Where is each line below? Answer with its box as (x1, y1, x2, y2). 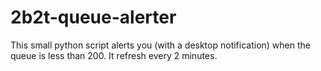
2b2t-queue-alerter (10, 6, 177, 29)
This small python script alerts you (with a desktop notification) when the (10, 39, 311, 51)
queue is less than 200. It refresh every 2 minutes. (10, 49, 218, 61)
